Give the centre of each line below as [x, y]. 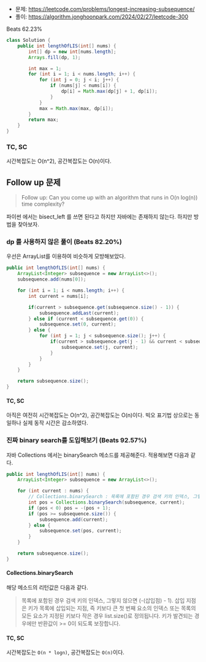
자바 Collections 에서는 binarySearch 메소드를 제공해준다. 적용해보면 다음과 [98, 455]
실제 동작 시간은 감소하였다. [55, 423]
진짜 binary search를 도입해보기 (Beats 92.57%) [77, 440]
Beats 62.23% [25, 29]
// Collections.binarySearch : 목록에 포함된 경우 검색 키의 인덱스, [109, 497]
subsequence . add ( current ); [74, 520]
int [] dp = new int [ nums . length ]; [72, 52]
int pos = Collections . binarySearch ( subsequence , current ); [107, 502]
